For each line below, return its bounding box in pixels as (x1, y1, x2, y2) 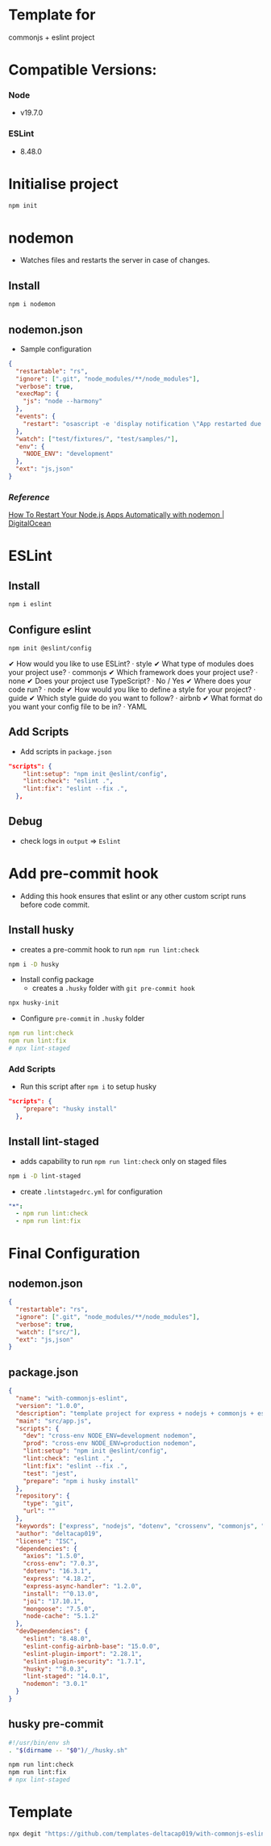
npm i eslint (8, 601, 52, 609)
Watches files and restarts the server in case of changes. (19, 255, 211, 265)
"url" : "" (23, 1507, 56, 1515)
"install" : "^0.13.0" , (23, 1590, 99, 1598)
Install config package (19, 975, 94, 984)
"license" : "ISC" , (15, 1537, 78, 1545)
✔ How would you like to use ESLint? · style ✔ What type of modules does (8, 659, 254, 668)
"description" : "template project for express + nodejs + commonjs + (15, 1409, 254, 1418)
